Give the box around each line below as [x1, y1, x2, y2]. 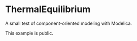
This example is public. [5, 30, 53, 36]
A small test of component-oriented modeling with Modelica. [5, 20, 132, 26]
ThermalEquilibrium [5, 4, 91, 15]
